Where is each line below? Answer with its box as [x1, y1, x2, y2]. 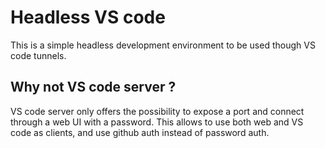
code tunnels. [10, 49, 67, 61]
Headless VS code [10, 6, 166, 29]
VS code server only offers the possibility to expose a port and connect [10, 105, 305, 117]
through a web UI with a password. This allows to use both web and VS [10, 116, 304, 128]
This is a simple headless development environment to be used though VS [10, 39, 316, 51]
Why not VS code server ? [10, 79, 177, 96]
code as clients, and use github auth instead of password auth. [10, 126, 270, 138]
